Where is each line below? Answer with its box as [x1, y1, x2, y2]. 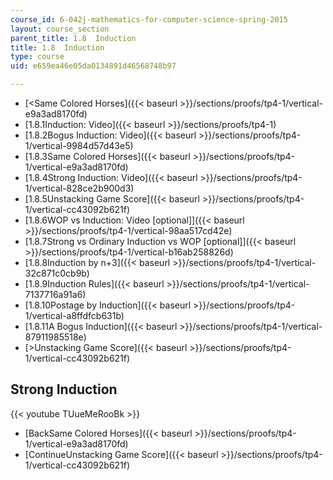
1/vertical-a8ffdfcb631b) [24, 310, 125, 321]
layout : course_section [10, 24, 110, 34]
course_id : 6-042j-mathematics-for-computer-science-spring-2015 [10, 14, 288, 25]
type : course [10, 52, 65, 62]
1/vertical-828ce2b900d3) [24, 182, 135, 194]
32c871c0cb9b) [24, 267, 90, 279]
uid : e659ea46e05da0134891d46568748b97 [10, 61, 177, 71]
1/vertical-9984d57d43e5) [24, 140, 134, 151]
